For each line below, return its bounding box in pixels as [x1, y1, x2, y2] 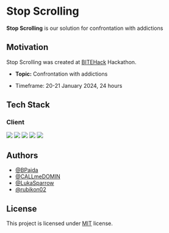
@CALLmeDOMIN [15, 173, 60, 181]
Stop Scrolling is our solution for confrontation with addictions [6, 24, 164, 32]
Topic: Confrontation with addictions [15, 70, 108, 77]
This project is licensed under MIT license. [6, 220, 113, 227]
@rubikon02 [15, 186, 47, 193]
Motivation [6, 42, 49, 52]
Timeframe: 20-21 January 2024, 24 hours [15, 82, 123, 89]
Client [6, 118, 24, 126]
